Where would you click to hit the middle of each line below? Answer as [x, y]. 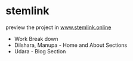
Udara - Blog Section [40, 51]
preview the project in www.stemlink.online [58, 27]
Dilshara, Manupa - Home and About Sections [71, 45]
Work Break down [36, 38]
